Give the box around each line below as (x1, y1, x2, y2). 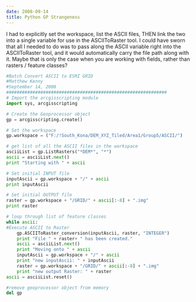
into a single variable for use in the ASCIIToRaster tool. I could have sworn (6, 37, 185, 44)
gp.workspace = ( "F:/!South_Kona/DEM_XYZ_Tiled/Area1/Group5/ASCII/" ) (6, 133, 183, 139)
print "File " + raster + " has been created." (16, 235, 133, 242)
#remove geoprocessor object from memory (6, 284, 109, 291)
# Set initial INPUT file (6, 170, 69, 176)
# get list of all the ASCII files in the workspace (6, 143, 138, 149)
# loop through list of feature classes (6, 214, 107, 219)
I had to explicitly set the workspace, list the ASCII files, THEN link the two (6, 30, 185, 37)
